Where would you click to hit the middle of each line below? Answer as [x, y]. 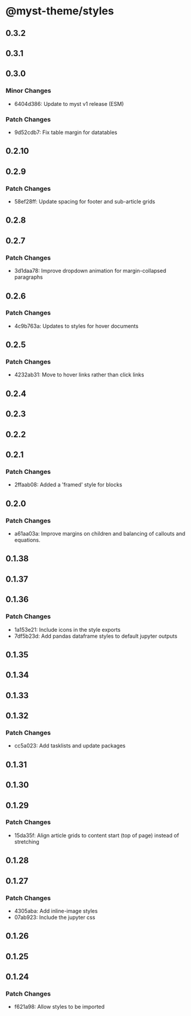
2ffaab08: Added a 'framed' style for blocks [68, 485]
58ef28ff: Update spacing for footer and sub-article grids [85, 202]
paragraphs [28, 277]
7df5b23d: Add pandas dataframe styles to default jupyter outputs [95, 636]
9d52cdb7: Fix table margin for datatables [66, 132]
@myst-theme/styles [60, 11]
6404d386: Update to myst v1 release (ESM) [69, 104]
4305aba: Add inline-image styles [56, 911]
